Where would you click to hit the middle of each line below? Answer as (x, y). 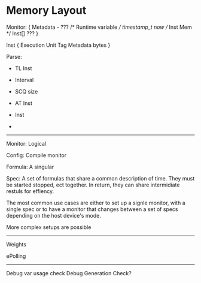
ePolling (16, 256)
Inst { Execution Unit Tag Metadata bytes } (58, 45)
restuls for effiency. (30, 191)
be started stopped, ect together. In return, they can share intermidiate (93, 185)
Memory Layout (46, 10)
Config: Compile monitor (36, 155)
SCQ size (26, 91)
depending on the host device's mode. (54, 215)
